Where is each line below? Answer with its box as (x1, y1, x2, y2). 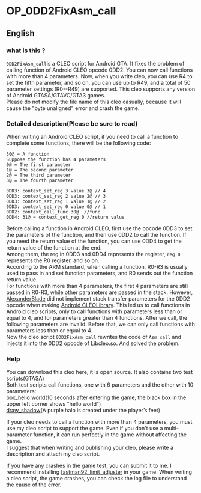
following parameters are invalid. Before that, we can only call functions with (6, 320, 195, 328)
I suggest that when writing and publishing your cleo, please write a (6, 444, 174, 452)
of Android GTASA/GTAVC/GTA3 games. (6, 91, 106, 99)
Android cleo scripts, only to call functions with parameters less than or (6, 308, 183, 315)
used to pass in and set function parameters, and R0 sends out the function (6, 269, 193, 277)
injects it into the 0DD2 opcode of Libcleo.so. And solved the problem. (6, 340, 180, 347)
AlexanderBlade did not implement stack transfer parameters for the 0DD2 (6, 295, 190, 302)
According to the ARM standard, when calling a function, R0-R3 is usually (6, 263, 188, 271)
